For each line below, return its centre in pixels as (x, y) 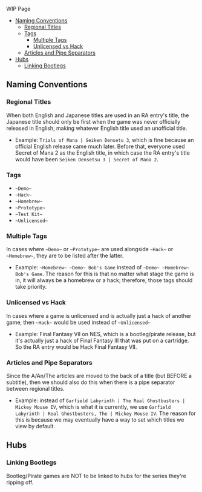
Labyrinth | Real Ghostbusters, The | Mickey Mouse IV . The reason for (106, 413)
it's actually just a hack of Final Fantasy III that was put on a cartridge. (102, 340)
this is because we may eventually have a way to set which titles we (99, 420)
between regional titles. (35, 388)
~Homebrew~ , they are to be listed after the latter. (65, 256)
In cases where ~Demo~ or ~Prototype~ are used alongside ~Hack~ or (90, 249)
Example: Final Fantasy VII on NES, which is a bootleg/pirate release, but (105, 334)
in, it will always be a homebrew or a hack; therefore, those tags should (104, 280)
